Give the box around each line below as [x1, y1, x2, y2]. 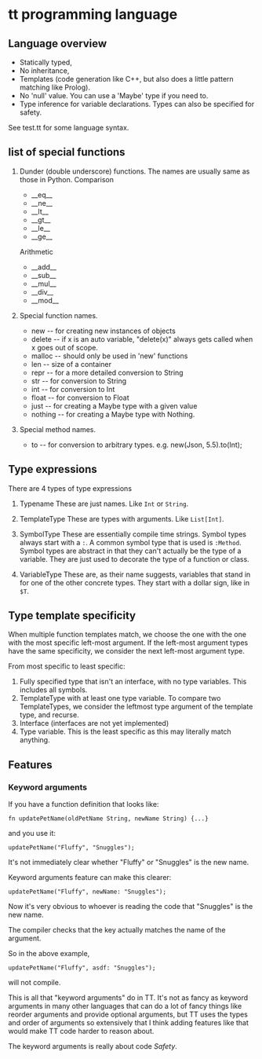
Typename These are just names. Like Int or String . [19, 499, 189, 508]
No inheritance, [19, 66, 70, 75]
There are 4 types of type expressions [8, 483, 132, 493]
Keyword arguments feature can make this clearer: [8, 873, 172, 882]
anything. [19, 735, 50, 745]
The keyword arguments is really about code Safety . [8, 1042, 178, 1051]
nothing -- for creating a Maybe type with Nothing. [31, 409, 195, 419]
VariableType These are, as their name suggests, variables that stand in [19, 570, 251, 579]
